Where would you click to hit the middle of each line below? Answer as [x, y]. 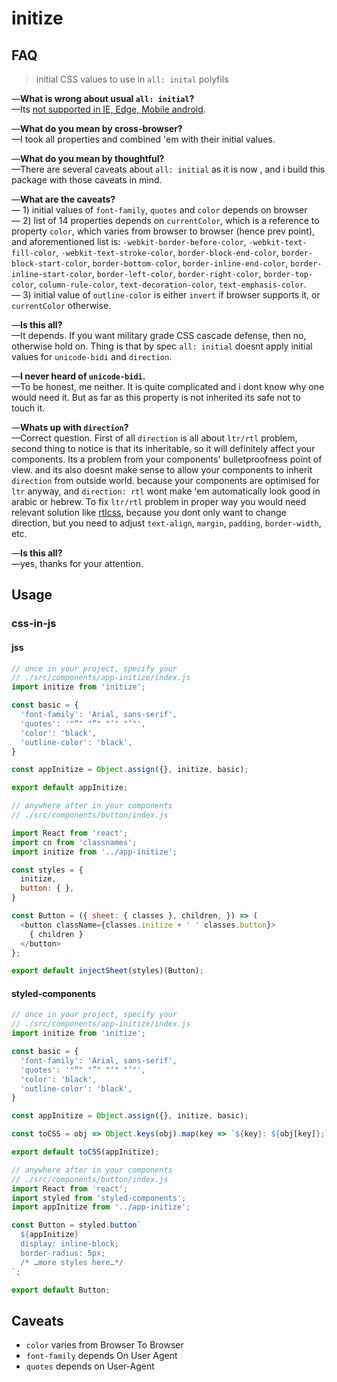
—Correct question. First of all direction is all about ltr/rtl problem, [154, 438]
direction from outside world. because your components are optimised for [165, 480]
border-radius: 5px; [63, 1253]
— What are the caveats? [63, 199]
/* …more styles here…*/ [72, 1262]
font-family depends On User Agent [101, 1356]
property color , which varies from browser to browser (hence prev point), [163, 231]
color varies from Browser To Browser [104, 1345]
